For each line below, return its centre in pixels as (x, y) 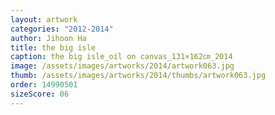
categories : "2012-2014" (62, 29)
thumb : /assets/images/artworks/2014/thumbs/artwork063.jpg (138, 76)
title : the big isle (53, 47)
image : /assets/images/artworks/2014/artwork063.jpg (122, 66)
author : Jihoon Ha (48, 38)
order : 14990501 (44, 85)
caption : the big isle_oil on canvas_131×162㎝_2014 (121, 57)
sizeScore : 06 (40, 94)
